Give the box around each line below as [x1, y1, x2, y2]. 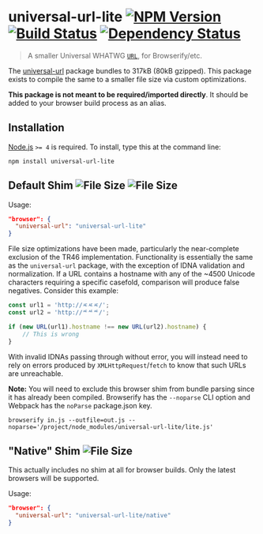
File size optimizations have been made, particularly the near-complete [8, 244, 239, 254]
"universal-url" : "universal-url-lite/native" [15, 512, 171, 520]
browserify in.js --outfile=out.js [8, 416, 126, 424]
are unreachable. [8, 368, 64, 378]
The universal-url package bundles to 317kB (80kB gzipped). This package [8, 66, 252, 75]
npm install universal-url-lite [8, 157, 115, 165]
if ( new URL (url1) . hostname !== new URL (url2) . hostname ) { [8, 322, 207, 331]
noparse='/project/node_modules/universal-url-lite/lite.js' [8, 423, 214, 431]
